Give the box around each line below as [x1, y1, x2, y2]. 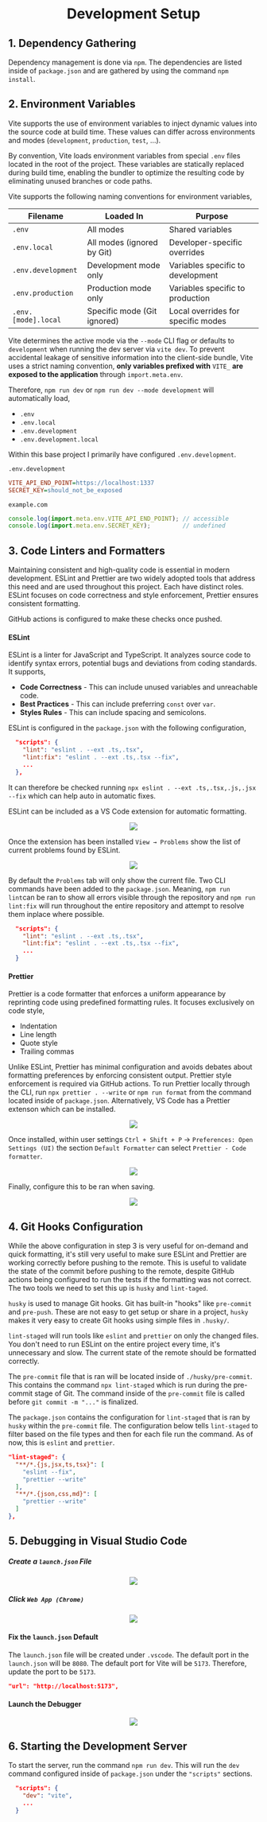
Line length [19, 1030, 57, 1039]
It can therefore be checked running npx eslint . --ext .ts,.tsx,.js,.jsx [8, 783, 257, 792]
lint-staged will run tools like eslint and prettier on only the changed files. [8, 1331, 259, 1341]
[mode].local [12, 315, 62, 324]
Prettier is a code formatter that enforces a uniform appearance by [8, 989, 226, 999]
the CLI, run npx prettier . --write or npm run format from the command [8, 1087, 252, 1097]
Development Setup [66, 5, 201, 23]
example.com [8, 500, 48, 509]
